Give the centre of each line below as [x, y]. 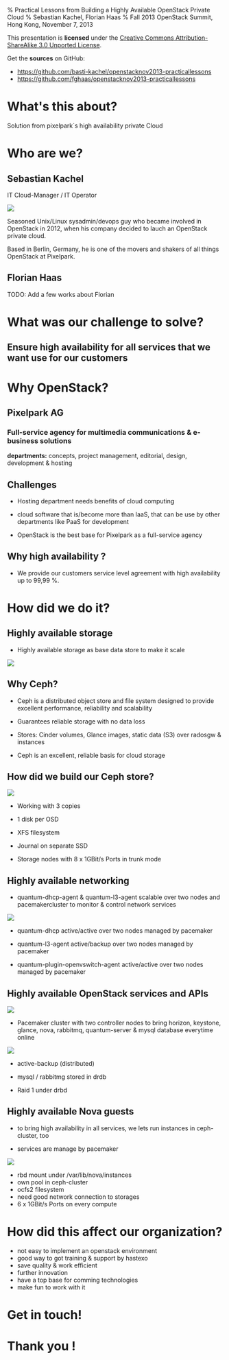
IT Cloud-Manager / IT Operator [52, 195]
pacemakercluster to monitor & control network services [96, 905]
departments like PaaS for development [73, 522]
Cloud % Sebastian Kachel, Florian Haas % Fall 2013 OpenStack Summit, [110, 17]
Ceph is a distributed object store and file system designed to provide [116, 701]
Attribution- [192, 38]
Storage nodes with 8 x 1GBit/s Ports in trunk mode [89, 859]
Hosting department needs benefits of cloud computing [96, 501]
